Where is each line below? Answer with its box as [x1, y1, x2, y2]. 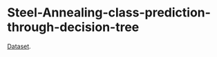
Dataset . [7, 42, 31, 50]
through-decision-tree [7, 19, 140, 35]
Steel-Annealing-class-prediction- [7, 5, 211, 21]
